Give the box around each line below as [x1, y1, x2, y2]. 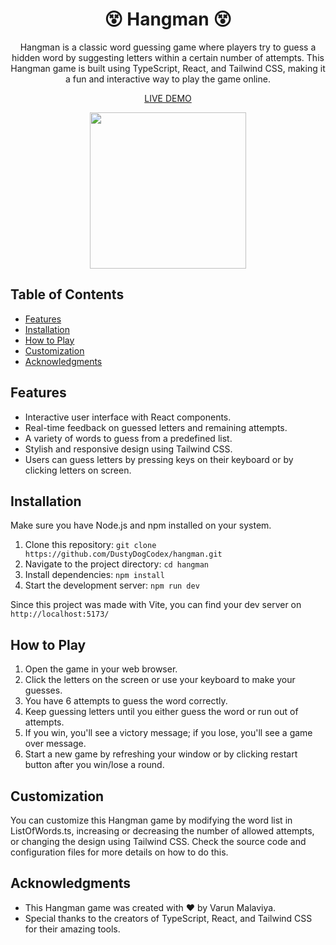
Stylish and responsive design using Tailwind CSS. [24, 443, 233, 455]
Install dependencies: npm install [24, 569, 165, 581]
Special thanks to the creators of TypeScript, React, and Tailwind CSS [24, 912, 313, 924]
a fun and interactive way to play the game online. [65, 73, 271, 85]
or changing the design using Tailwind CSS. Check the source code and [10, 836, 307, 847]
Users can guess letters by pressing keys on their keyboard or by [24, 453, 294, 465]
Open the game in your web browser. [24, 663, 178, 675]
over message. [24, 738, 87, 750]
